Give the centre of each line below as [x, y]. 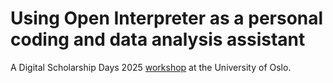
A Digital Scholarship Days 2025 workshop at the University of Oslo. [151, 67]
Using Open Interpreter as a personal [167, 18]
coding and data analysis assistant [158, 39]
